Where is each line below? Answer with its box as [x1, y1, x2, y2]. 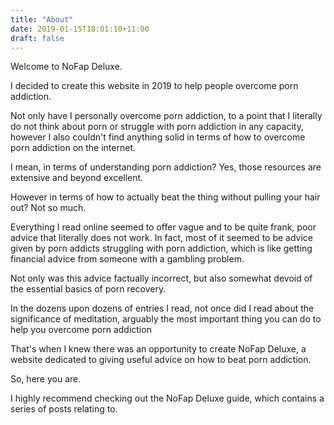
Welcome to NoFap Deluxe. [10, 61, 123, 73]
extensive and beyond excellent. [10, 172, 144, 184]
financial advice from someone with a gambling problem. [10, 253, 245, 265]
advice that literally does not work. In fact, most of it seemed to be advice [10, 232, 313, 244]
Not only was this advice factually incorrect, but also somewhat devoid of [10, 272, 313, 285]
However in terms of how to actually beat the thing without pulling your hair [10, 191, 321, 203]
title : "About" [10, 14, 74, 25]
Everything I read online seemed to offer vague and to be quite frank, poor [10, 221, 317, 233]
